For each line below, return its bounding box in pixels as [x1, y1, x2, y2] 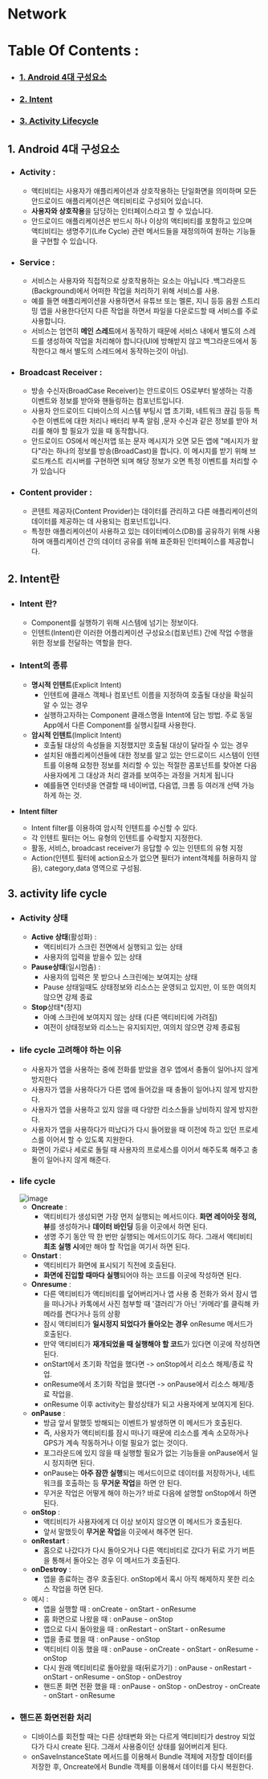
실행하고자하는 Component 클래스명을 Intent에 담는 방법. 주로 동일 [43, 710, 254, 720]
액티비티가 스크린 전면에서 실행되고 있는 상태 [43, 942, 183, 952]
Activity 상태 [18, 912, 69, 924]
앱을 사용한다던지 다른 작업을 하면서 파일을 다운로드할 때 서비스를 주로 [39, 306, 258, 316]
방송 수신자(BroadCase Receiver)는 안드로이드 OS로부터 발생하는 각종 [30, 386, 254, 396]
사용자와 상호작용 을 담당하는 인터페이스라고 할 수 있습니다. [30, 206, 213, 215]
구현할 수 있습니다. [39, 236, 98, 246]
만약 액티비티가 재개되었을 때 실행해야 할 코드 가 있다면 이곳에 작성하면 [43, 1339, 261, 1349]
